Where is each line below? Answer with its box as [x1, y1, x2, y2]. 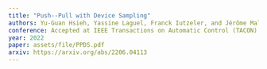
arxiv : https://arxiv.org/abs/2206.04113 [8, 48, 148, 56]
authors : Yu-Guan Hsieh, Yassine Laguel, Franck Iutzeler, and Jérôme [8, 19, 247, 27]
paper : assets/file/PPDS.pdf [8, 41, 105, 49]
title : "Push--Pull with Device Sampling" [8, 11, 151, 20]
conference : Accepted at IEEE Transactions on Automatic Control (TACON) [8, 26, 258, 34]
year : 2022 [8, 33, 44, 42]
